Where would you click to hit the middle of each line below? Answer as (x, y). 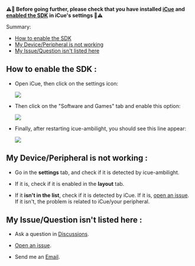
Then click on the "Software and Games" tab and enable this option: (97, 106)
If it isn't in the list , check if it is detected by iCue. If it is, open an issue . (102, 195)
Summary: (19, 27)
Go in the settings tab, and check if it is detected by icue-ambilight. (97, 172)
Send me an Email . (37, 257)
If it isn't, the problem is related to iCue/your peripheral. (82, 201)
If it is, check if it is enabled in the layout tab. (69, 183)
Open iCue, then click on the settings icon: (66, 83)
